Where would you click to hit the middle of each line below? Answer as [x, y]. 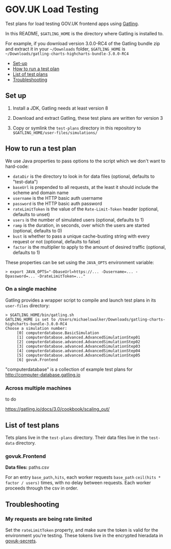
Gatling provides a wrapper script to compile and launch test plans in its [81, 300]
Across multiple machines [38, 388]
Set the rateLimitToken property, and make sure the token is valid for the [82, 530]
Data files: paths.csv [27, 468]
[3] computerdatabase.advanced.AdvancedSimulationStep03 [78, 346]
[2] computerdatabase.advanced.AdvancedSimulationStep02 [78, 342]
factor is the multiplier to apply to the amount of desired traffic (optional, [89, 247]
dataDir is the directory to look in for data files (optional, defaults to [83, 176]
